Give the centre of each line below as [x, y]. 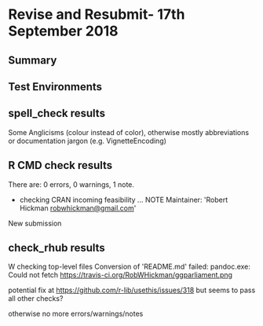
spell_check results [57, 114]
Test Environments [55, 87]
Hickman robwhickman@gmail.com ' [78, 208]
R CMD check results [60, 165]
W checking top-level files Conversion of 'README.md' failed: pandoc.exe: [130, 267]
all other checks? [36, 299]
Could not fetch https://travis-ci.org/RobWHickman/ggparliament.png [121, 275]
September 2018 [64, 31]
